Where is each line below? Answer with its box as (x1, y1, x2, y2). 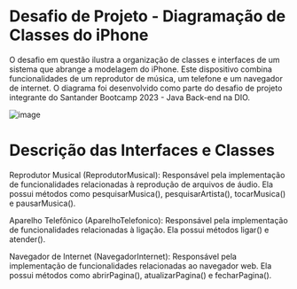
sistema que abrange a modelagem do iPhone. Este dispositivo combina (9, 64, 273, 74)
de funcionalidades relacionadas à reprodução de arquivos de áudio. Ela (9, 179, 273, 190)
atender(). (9, 233, 46, 245)
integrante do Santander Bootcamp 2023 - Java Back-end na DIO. (9, 91, 251, 103)
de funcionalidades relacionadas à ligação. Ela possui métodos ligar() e (9, 224, 270, 235)
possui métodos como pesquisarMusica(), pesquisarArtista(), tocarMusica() (9, 188, 286, 199)
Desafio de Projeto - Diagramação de (9, 6, 286, 27)
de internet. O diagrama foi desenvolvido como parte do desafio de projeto (9, 82, 283, 93)
